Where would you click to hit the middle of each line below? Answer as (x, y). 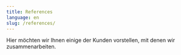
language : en (23, 18)
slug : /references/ (31, 23)
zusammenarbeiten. (31, 47)
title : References (29, 12)
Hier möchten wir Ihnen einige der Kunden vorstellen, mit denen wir (91, 40)
